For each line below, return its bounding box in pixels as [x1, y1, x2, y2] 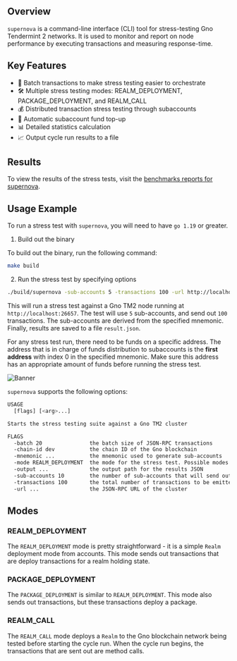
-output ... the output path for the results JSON [13, 466, 203, 473]
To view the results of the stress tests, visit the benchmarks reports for [7, 175, 213, 183]
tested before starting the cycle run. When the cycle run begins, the [7, 639, 205, 648]
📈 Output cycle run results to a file [17, 133, 119, 142]
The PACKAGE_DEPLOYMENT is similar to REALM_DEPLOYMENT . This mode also [7, 591, 212, 599]
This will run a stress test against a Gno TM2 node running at [7, 302, 185, 309]
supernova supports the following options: [7, 388, 128, 395]
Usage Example [7, 202, 78, 214]
